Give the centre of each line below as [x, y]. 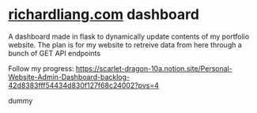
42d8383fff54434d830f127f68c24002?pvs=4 [84, 85]
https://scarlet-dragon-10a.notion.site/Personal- [154, 68]
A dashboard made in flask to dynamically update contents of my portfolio [129, 36]
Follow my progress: [41, 68]
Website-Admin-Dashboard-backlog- [69, 77]
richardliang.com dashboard [104, 15]
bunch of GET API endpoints [55, 53]
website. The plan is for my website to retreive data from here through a [125, 44]
